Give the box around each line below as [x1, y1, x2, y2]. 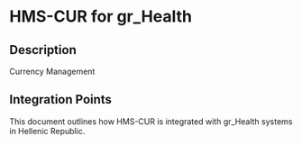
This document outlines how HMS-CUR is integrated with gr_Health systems [9, 115, 293, 127]
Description [9, 42, 77, 58]
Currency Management [9, 66, 96, 77]
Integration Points [9, 92, 113, 107]
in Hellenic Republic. [9, 125, 86, 136]
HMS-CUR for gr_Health [9, 6, 192, 27]
